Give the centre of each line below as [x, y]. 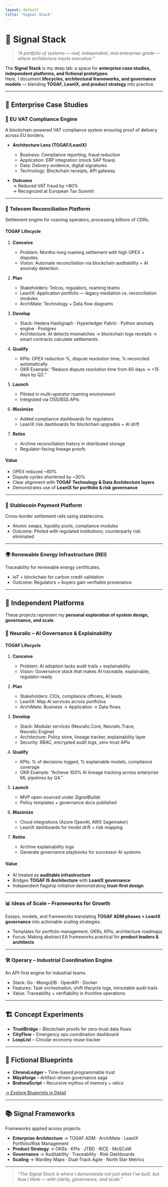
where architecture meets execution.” [56, 59]
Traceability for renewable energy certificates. [53, 567]
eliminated [23, 537]
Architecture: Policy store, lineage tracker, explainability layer [83, 737]
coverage [30, 767]
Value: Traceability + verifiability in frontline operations [69, 993]
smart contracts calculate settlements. [59, 339]
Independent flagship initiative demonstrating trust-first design [78, 885]
